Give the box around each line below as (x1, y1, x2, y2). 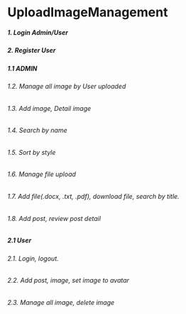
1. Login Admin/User (7, 28, 69, 36)
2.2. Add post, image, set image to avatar (7, 276, 130, 285)
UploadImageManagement (7, 4, 168, 21)
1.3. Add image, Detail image (7, 104, 92, 112)
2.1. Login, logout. (7, 254, 59, 263)
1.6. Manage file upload (7, 170, 77, 178)
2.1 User (7, 236, 32, 245)
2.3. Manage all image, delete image (7, 298, 115, 306)
